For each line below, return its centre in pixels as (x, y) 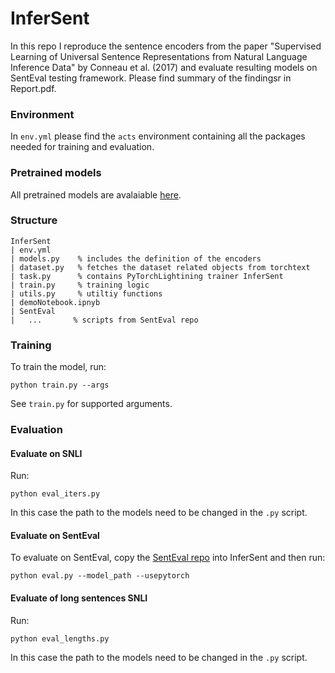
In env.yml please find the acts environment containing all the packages (158, 136)
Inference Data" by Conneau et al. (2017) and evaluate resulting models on (164, 67)
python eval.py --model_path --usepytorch (100, 576)
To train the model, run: (58, 367)
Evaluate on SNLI (46, 453)
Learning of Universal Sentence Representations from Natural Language (159, 56)
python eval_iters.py (55, 494)
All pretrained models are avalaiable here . (96, 194)
